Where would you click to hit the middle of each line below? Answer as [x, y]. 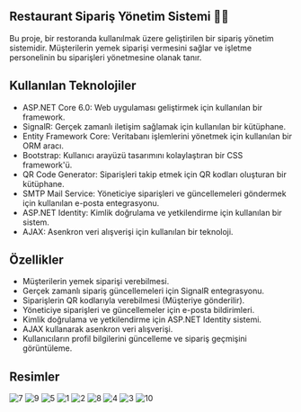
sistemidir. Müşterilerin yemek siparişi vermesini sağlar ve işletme [131, 48]
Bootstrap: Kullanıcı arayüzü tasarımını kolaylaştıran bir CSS [133, 155]
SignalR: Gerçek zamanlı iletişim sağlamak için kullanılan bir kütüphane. [154, 126]
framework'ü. [47, 165]
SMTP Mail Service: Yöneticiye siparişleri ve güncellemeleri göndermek [154, 193]
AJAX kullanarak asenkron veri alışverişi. [97, 329]
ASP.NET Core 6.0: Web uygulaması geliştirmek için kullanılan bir [142, 107]
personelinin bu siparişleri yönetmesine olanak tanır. [106, 57]
